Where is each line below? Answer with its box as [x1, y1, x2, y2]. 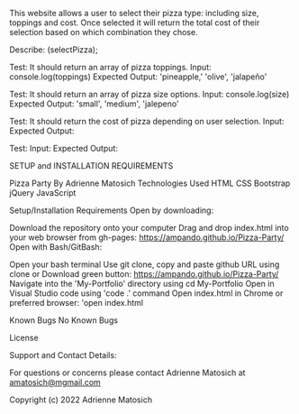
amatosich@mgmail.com [9, 377, 101, 387]
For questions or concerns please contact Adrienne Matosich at [9, 367, 246, 378]
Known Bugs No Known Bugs [9, 315, 119, 326]
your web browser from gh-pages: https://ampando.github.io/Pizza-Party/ [9, 232, 285, 243]
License [9, 333, 39, 343]
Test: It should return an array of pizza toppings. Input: [9, 62, 212, 72]
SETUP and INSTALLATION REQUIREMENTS [9, 161, 174, 170]
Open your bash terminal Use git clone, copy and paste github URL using [9, 259, 280, 270]
